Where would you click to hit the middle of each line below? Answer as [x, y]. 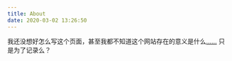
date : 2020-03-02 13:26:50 [47, 20]
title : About [27, 14]
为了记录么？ [32, 50]
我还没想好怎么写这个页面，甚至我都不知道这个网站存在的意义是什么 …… [112, 41]
